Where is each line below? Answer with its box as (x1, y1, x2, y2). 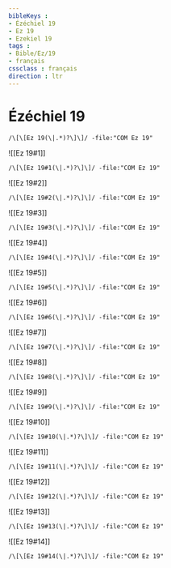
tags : (8, 42, 31, 50)
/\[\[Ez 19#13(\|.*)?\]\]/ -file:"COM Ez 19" (8, 522, 164, 531)
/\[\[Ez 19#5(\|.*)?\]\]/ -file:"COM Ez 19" (8, 283, 161, 292)
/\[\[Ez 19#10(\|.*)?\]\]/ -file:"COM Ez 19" (8, 433, 164, 441)
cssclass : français (8, 65, 78, 73)
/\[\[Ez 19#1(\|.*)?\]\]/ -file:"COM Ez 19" (8, 164, 161, 172)
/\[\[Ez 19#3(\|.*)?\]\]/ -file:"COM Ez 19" (8, 224, 161, 232)
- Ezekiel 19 (8, 34, 52, 43)
